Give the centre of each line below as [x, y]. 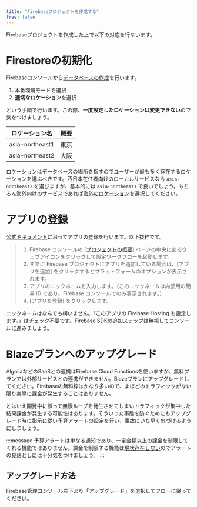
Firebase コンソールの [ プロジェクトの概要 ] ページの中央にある [106, 249]
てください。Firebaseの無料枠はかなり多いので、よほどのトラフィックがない [99, 386]
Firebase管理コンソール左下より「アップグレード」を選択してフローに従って [99, 491]
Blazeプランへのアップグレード [82, 354]
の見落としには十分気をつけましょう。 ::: [55, 455]
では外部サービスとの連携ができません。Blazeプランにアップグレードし [103, 379]
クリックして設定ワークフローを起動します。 [119, 257]
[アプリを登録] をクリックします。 [70, 301]
